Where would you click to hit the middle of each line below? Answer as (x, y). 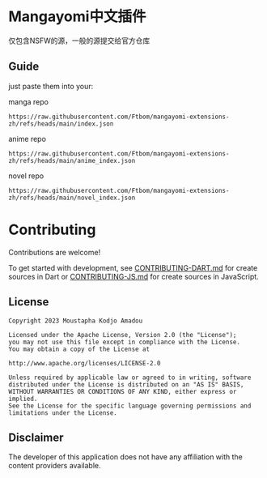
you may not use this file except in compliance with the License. (125, 342)
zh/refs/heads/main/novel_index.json (72, 198)
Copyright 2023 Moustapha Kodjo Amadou (76, 321)
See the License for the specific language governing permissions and (130, 406)
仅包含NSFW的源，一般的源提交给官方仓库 (79, 41)
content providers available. (55, 466)
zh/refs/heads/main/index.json (61, 124)
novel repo (26, 176)
